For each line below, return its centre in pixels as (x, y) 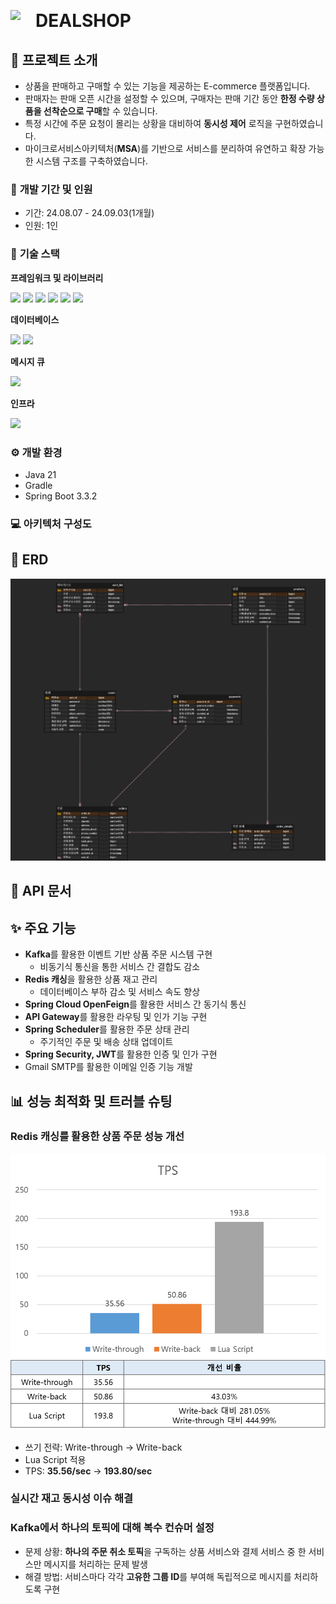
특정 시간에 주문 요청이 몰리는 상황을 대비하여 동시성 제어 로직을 (148, 123)
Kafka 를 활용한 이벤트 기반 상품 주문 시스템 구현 (118, 954)
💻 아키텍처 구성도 (51, 523)
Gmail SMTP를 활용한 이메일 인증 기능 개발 (108, 1067)
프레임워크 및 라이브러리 (57, 277)
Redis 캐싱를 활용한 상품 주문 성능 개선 (97, 1137)
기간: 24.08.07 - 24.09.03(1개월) (89, 213)
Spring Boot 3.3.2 (61, 496)
